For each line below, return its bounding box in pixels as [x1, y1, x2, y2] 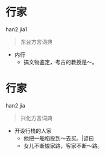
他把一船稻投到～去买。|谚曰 [23, 135, 95, 142]
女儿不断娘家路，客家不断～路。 [23, 142, 103, 149]
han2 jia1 [5, 25, 28, 33]
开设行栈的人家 [14, 127, 52, 134]
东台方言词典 [20, 38, 52, 45]
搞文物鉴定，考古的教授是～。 [23, 58, 98, 65]
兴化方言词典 [20, 114, 52, 121]
